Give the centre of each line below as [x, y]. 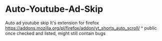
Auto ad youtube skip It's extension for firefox [52, 23]
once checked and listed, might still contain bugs [55, 33]
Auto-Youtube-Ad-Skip [54, 9]
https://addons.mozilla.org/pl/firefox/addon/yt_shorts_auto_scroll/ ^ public [81, 28]
